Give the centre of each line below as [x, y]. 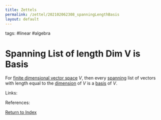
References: [17, 102]
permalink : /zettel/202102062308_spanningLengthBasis [62, 14]
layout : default [22, 19]
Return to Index [21, 112]
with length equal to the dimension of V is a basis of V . [61, 83]
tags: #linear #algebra [28, 33]
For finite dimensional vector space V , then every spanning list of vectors [80, 78]
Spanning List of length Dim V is [73, 53]
